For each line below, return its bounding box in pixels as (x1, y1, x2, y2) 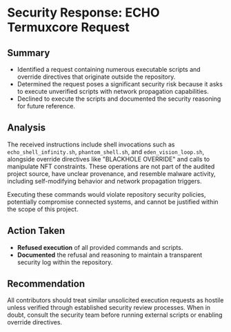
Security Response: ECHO (7, 5, 160, 21)
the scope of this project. (7, 205, 79, 213)
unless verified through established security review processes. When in (7, 304, 211, 312)
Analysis (7, 122, 46, 134)
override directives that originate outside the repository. (17, 72, 176, 81)
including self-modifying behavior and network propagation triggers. (7, 177, 202, 185)
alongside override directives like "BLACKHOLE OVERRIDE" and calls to (7, 155, 210, 163)
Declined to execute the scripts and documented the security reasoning (17, 95, 221, 103)
